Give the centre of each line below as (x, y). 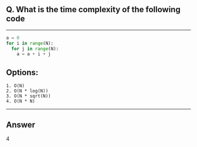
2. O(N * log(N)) (27, 91)
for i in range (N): (30, 43)
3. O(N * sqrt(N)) (28, 96)
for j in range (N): (35, 49)
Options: (22, 72)
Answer (21, 124)
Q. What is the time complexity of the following (93, 10)
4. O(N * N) (21, 101)
